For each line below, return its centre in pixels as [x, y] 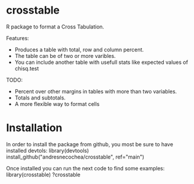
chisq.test [27, 68]
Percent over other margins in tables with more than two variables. [96, 91]
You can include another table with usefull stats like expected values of [101, 62]
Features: [18, 38]
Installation [34, 128]
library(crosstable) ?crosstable [43, 175]
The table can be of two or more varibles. [65, 56]
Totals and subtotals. [40, 98]
